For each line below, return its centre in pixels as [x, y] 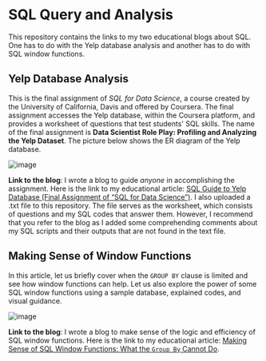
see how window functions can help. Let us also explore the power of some [133, 284]
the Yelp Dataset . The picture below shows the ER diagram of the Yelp [125, 141]
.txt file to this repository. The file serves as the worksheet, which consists [131, 205]
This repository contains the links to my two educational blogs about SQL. [130, 37]
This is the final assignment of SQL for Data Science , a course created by [129, 98]
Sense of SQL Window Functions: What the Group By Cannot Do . [114, 348]
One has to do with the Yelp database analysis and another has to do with [129, 45]
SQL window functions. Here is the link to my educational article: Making [128, 340]
